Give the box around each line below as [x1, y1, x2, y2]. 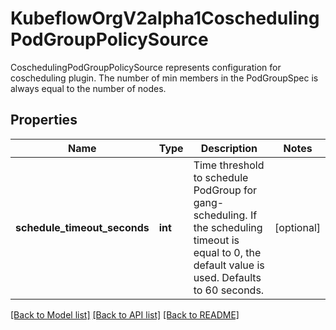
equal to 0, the [193, 245, 262, 259]
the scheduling [193, 220, 263, 234]
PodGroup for [193, 183, 258, 197]
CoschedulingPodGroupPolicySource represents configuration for [10, 61, 282, 73]
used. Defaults [193, 270, 262, 284]
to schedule [193, 170, 249, 184]
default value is [193, 258, 265, 272]
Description [200, 141, 258, 155]
